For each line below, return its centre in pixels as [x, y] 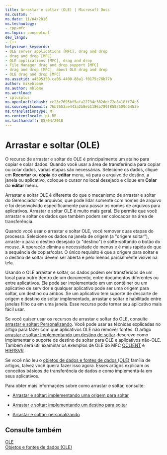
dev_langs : [16, 38]
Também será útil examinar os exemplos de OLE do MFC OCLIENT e [75, 345]
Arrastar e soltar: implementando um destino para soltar [70, 405]
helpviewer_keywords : [28, 47]
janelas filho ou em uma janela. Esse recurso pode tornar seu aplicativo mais [83, 304]
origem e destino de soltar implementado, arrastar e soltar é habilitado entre [83, 299]
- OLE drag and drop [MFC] [33, 75]
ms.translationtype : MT [30, 112]
